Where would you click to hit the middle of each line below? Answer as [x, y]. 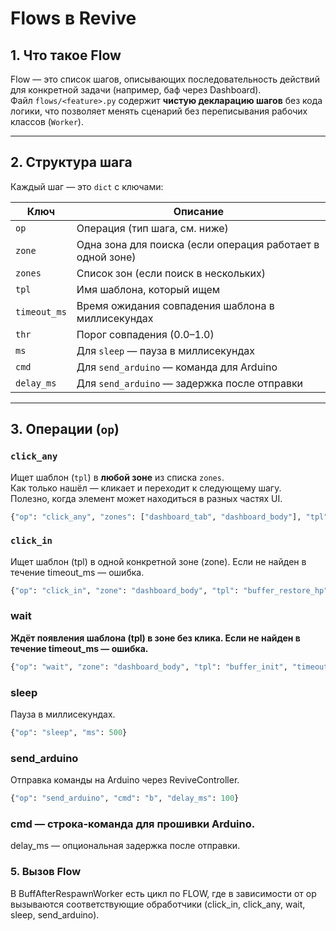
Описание [199, 211]
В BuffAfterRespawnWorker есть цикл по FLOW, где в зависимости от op [163, 893]
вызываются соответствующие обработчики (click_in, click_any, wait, [158, 904]
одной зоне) [106, 257]
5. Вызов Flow [46, 872]
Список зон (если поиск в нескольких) [171, 273]
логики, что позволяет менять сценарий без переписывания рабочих [159, 111]
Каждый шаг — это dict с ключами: [87, 186]
